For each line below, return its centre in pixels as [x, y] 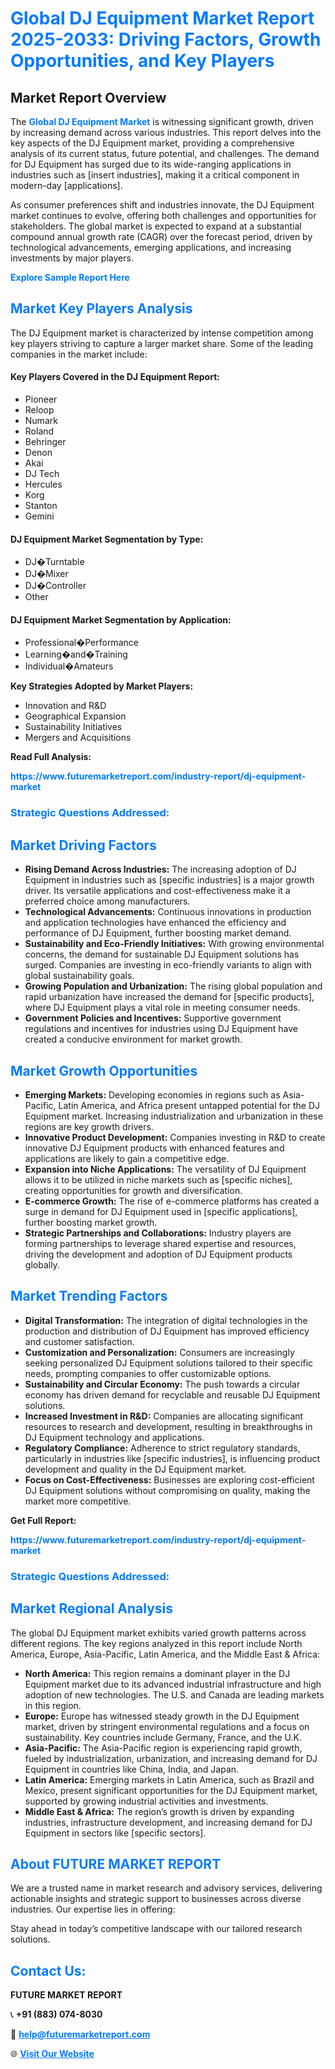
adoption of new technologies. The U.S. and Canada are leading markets [174, 1694]
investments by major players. [72, 258]
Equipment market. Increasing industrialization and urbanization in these [173, 1116]
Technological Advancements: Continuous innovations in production [168, 912]
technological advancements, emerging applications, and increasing [151, 247]
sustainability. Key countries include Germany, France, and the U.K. [163, 1737]
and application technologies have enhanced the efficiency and [155, 923]
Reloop [39, 410]
